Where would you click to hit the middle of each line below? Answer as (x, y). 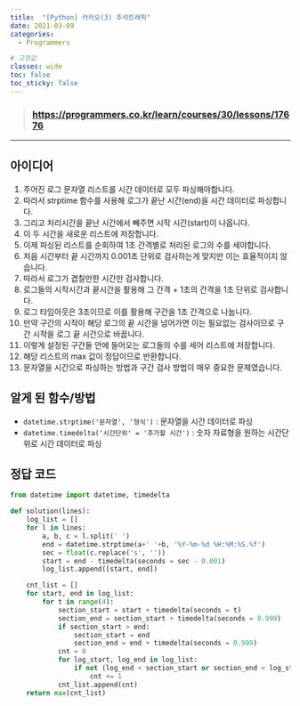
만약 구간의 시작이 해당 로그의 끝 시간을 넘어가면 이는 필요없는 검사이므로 (149, 322)
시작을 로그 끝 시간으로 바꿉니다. (89, 334)
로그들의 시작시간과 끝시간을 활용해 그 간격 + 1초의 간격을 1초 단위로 (140, 289)
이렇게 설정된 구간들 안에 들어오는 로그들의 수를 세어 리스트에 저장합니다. (149, 345)
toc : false (30, 75)
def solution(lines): (50, 511)
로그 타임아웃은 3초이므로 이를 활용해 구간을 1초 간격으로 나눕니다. (138, 312)
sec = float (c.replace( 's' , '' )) (104, 553)
